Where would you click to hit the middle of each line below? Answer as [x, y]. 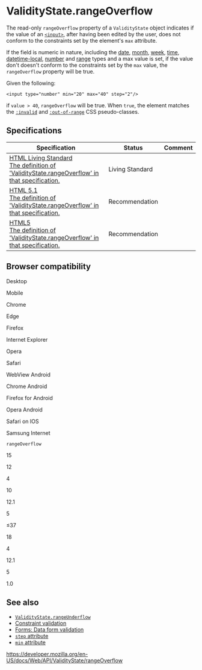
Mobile [15, 293]
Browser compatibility [49, 267]
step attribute [32, 636]
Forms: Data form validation [49, 630]
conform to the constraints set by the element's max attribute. [82, 40]
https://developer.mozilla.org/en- [47, 654]
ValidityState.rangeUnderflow [53, 618]
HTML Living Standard [41, 158]
